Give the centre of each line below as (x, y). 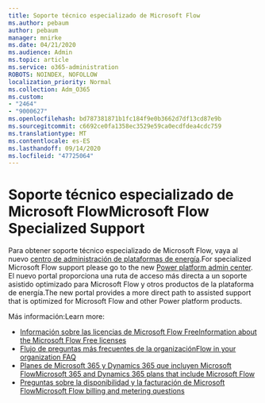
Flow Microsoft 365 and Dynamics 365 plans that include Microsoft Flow (137, 374)
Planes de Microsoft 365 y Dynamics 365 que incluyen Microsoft (125, 366)
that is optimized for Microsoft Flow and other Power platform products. (125, 301)
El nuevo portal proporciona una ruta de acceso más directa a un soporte (128, 276)
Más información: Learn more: (57, 317)
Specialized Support (77, 229)
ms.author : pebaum (38, 23)
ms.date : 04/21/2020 (42, 45)
